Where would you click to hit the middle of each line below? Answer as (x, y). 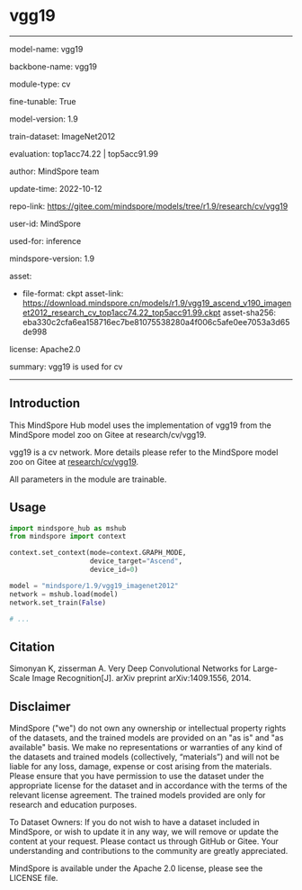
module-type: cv (40, 84)
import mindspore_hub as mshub (68, 528)
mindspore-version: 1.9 (52, 259)
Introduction (45, 403)
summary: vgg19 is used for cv (66, 367)
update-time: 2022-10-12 (56, 188)
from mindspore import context (68, 537)
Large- (266, 668)
